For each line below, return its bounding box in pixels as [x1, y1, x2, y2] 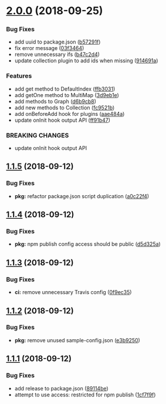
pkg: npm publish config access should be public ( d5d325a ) [14, 241, 161, 248]
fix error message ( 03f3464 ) [14, 45, 84, 52]
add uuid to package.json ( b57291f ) [14, 38, 101, 45]
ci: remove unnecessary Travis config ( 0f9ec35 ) [14, 289, 132, 296]
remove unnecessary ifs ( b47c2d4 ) [14, 51, 100, 58]
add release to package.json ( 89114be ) [14, 385, 109, 392]
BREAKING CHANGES [6, 131, 69, 139]
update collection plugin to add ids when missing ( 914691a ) [14, 57, 158, 64]
